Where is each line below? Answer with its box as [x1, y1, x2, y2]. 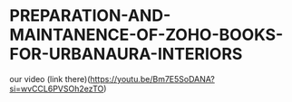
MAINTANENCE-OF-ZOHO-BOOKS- [9, 24, 284, 45]
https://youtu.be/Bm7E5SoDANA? [90, 73, 215, 84]
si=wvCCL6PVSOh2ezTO [9, 83, 104, 94]
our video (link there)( [9, 73, 91, 84]
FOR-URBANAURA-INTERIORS [9, 44, 243, 64]
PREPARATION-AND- [9, 5, 171, 26]
